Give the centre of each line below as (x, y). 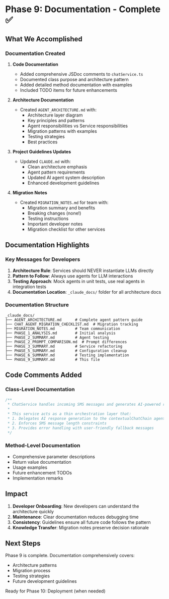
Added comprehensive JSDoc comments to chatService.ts (81, 74)
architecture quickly (33, 511)
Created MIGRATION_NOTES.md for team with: (64, 202)
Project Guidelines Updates (42, 151)
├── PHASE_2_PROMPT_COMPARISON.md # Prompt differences (66, 342)
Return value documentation (42, 462)
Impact (16, 494)
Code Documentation (35, 64)
